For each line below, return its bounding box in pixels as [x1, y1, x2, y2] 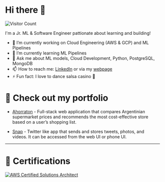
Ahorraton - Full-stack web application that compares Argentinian [12, 108, 145, 114]
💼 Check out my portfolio [5, 93, 109, 104]
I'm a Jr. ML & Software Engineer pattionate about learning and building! [5, 30, 151, 36]
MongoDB [12, 60, 33, 66]
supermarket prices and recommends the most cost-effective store [12, 114, 149, 120]
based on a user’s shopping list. [12, 119, 77, 125]
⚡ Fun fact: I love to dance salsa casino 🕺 [12, 73, 96, 79]
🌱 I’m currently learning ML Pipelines [12, 50, 87, 56]
